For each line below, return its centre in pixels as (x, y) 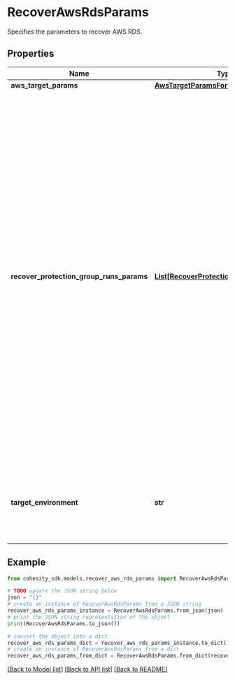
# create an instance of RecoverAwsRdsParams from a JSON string (104, 604)
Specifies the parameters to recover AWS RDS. (75, 32)
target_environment (44, 502)
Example (27, 563)
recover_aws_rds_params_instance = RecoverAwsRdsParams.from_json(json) (115, 611)
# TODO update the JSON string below (62, 591)
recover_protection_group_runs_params (79, 276)
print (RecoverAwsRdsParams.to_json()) (64, 624)
